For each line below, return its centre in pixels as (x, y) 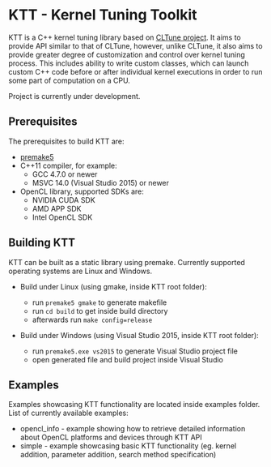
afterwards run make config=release (92, 319)
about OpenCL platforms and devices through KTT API (111, 437)
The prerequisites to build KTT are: (66, 141)
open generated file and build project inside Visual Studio (128, 359)
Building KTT (42, 243)
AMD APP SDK (57, 208)
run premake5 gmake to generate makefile (100, 302)
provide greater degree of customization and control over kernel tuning (127, 54)
